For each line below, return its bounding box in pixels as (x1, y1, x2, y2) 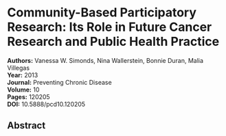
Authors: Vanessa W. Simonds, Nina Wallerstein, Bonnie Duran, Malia (7, 56, 204, 64)
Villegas (7, 64, 30, 72)
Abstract (7, 120, 46, 131)
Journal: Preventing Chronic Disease (7, 78, 112, 86)
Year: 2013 (7, 70, 38, 79)
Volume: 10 (7, 85, 40, 94)
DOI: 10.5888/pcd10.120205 (7, 100, 86, 108)
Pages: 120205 (7, 92, 50, 100)
